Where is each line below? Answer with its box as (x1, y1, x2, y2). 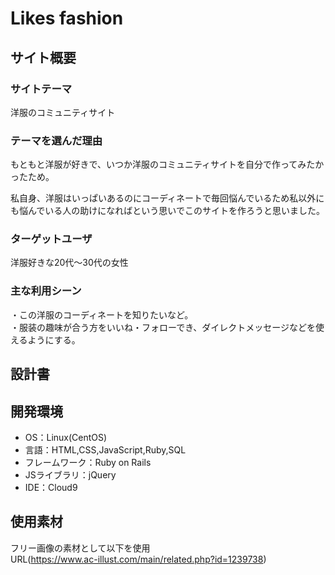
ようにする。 (27, 333, 81, 346)
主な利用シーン (10, 284, 82, 298)
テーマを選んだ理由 (10, 133, 103, 147)
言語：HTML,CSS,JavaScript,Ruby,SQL (24, 443, 187, 456)
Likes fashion (10, 7, 124, 30)
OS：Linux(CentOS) (24, 431, 108, 443)
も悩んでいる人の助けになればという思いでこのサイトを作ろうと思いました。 (10, 205, 325, 217)
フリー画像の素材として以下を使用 (10, 542, 151, 554)
